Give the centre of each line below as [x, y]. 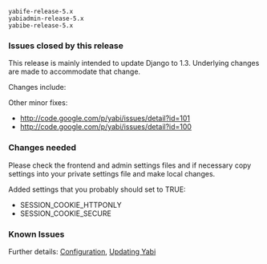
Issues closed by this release [66, 46]
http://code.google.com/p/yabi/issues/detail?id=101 [105, 118]
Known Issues [36, 234]
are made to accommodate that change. [75, 71]
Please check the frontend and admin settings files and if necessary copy [130, 165]
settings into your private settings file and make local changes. [112, 173]
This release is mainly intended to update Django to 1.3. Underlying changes [134, 63]
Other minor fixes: [38, 103]
